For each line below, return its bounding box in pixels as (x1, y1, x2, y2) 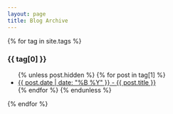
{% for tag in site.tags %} (7, 36, 82, 45)
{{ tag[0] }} (7, 54, 47, 64)
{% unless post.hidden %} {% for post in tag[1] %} (17, 71, 166, 79)
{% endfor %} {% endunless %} (17, 85, 112, 94)
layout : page (7, 10, 46, 18)
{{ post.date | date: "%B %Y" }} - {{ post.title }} (17, 78, 157, 86)
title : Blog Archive (7, 17, 69, 24)
